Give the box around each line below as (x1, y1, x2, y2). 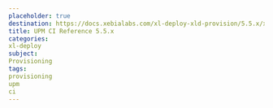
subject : (8, 50, 38, 58)
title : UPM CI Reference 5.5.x (8, 27, 115, 35)
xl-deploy (8, 42, 42, 50)
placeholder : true (8, 11, 71, 20)
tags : (8, 65, 27, 73)
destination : (8, 19, 53, 28)
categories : (8, 34, 49, 43)
